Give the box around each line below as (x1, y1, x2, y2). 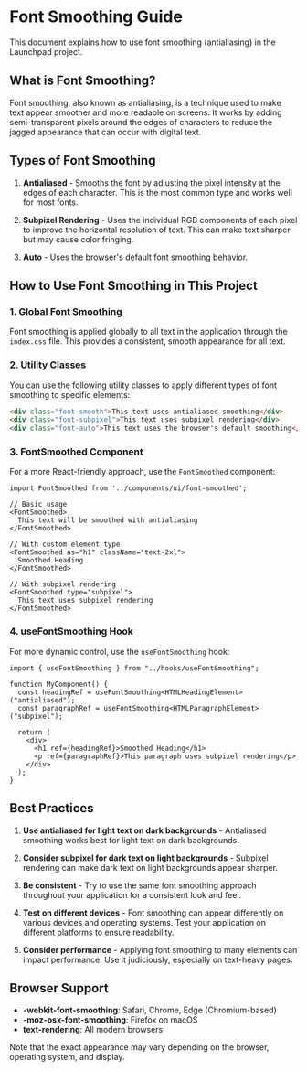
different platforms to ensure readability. (22, 926, 175, 937)
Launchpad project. (9, 46, 83, 57)
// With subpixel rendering (9, 580, 117, 589)
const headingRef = (17, 688, 92, 697)
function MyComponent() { (9, 680, 108, 689)
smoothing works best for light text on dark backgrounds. (22, 834, 239, 845)
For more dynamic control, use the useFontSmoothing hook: (9, 646, 230, 657)
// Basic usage (9, 500, 68, 509)
